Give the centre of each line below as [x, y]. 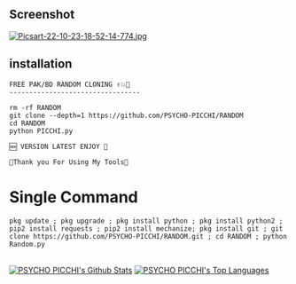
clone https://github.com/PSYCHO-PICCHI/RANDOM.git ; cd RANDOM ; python [148, 236]
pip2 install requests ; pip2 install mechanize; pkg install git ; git [146, 229]
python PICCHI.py [41, 131]
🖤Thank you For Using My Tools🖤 [69, 162]
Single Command [74, 197]
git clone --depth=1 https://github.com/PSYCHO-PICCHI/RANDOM [126, 115]
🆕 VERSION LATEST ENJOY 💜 [58, 146]
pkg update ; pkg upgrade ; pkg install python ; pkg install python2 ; [146, 221]
